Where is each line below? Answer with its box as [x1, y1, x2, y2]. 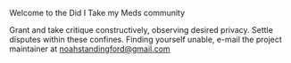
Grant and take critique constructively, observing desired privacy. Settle [9, 25, 274, 35]
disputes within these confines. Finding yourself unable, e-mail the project [9, 35, 283, 44]
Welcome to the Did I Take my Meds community [9, 8, 186, 18]
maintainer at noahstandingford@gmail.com [9, 43, 171, 54]
